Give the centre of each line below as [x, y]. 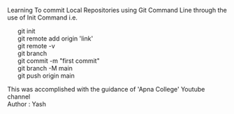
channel [19, 97]
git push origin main [46, 76]
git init [26, 31]
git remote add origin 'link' [55, 38]
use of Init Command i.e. [43, 17]
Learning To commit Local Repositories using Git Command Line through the [117, 10]
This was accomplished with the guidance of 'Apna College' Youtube [106, 89]
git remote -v [36, 46]
